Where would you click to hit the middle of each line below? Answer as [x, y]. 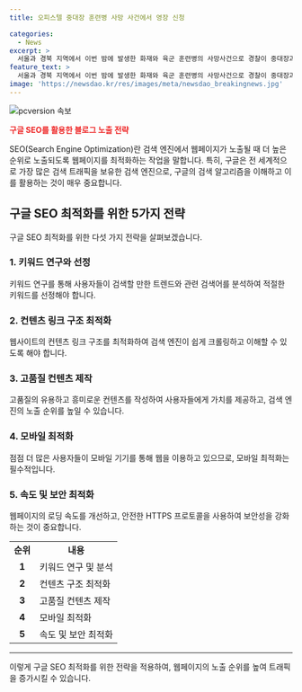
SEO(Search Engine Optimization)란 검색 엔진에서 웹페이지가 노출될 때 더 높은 [148, 148]
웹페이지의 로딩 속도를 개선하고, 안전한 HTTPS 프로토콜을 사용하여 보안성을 [141, 516]
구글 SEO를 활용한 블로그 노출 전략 [69, 129]
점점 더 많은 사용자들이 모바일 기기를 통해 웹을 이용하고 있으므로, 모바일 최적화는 [150, 457]
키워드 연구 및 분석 [76, 567]
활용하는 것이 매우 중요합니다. [71, 182]
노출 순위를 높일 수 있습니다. [75, 411]
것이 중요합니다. [53, 528]
